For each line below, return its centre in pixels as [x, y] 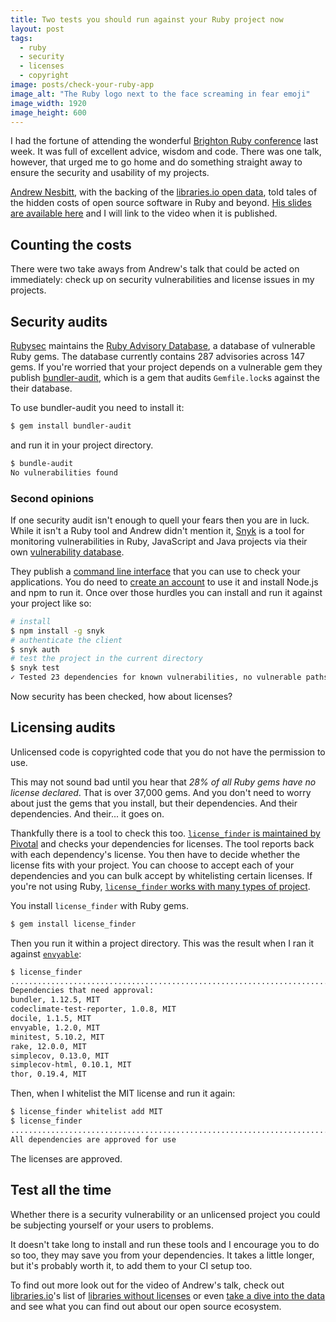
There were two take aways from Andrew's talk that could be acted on [155, 269]
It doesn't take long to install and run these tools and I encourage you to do [165, 1244]
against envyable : [46, 953]
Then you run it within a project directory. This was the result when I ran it [162, 943]
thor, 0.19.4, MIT [48, 1074]
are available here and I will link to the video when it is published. [144, 213]
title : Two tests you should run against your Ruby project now [147, 19]
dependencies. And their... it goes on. [87, 813]
